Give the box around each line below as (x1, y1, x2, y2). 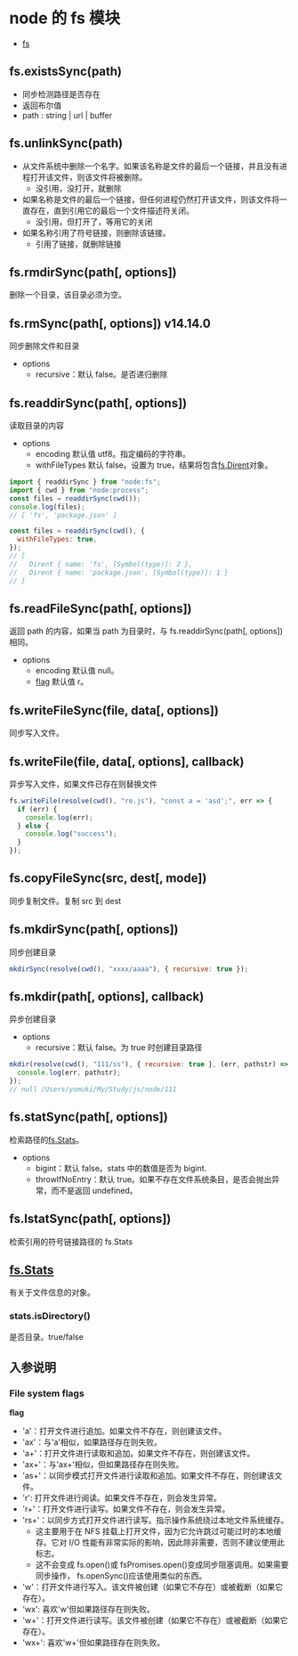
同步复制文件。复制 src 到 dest (9, 895, 122, 906)
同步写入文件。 (9, 728, 64, 738)
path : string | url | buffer (21, 110, 113, 120)
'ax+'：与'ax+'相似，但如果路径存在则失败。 (21, 1459, 184, 1470)
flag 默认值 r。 (35, 676, 89, 687)
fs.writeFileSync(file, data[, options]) (9, 703, 220, 718)
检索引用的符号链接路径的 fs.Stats (9, 1236, 133, 1247)
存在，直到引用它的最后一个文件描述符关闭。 (29, 205, 194, 216)
